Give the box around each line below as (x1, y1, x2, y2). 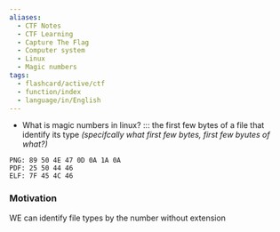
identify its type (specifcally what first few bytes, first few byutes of (21, 130, 270, 140)
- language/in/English (17, 95, 101, 105)
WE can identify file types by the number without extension (9, 212, 227, 223)
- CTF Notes (17, 21, 62, 30)
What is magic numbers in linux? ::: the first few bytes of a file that (21, 120, 265, 131)
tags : (9, 71, 29, 80)
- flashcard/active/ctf (17, 79, 105, 88)
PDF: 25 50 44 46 (9, 164, 74, 173)
